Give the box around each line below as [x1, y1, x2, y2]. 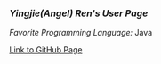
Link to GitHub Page [9, 44, 83, 55]
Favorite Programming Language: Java [9, 28, 153, 38]
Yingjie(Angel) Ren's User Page [9, 7, 149, 20]
